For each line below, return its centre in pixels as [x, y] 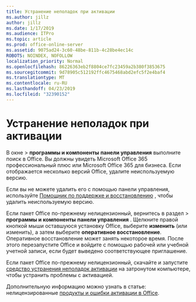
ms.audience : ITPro [30, 34]
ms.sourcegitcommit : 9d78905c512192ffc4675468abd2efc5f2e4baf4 [86, 72]
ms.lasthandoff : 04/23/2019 [41, 89]
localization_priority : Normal [45, 61]
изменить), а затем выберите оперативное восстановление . [84, 232]
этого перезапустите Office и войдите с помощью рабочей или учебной [97, 245]
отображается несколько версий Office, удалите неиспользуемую [90, 171]
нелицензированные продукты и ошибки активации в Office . [83, 293]
